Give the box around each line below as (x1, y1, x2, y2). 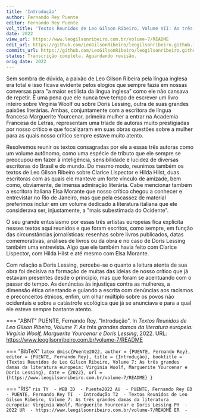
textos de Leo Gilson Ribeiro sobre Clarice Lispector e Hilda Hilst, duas (6, 168, 180, 176)
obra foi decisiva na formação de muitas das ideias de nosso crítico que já (6, 267, 189, 274)
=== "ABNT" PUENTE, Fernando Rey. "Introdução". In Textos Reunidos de (6, 317, 187, 324)
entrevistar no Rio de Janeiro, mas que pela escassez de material (6, 194, 167, 201)
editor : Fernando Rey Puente (6, 20, 79, 26)
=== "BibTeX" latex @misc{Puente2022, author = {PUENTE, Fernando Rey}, (6, 348, 190, 355)
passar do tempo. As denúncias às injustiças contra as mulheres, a (6, 280, 170, 287)
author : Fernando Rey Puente (6, 14, 79, 20)
